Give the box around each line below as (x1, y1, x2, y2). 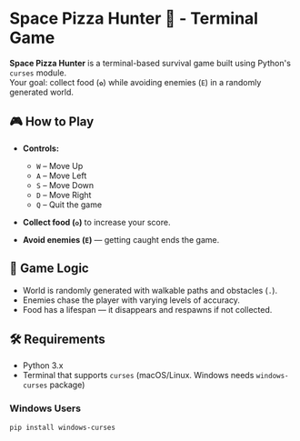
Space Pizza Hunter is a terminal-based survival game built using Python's (9, 57, 291, 68)
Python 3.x (22, 360, 64, 371)
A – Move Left (35, 170, 87, 181)
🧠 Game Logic (9, 261, 89, 276)
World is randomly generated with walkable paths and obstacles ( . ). (22, 285, 278, 296)
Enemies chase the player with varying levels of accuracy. (22, 295, 241, 306)
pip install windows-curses (9, 423, 116, 432)
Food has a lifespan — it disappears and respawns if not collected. (22, 304, 273, 315)
